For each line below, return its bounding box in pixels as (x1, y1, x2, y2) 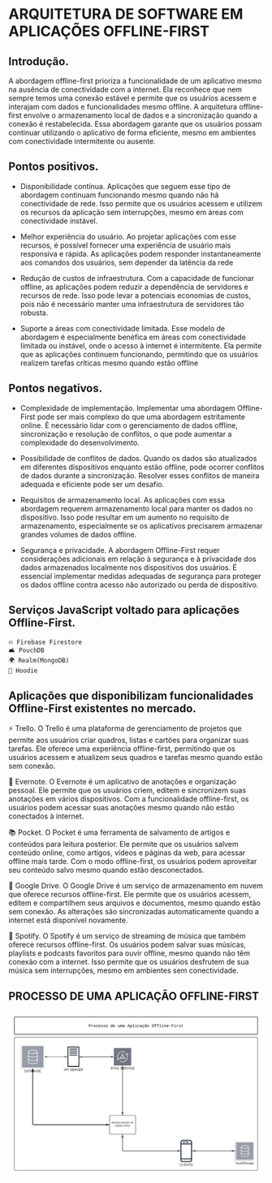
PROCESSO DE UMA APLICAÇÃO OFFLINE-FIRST (8, 989, 260, 1003)
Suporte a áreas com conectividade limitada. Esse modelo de (19, 323, 226, 333)
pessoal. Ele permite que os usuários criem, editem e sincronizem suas (8, 785, 246, 796)
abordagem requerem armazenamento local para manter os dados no (19, 503, 253, 513)
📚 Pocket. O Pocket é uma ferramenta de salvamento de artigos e (8, 827, 231, 837)
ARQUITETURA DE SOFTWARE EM (8, 5, 244, 24)
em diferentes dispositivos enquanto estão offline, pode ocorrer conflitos (19, 462, 266, 472)
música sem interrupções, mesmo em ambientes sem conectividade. (8, 965, 240, 975)
